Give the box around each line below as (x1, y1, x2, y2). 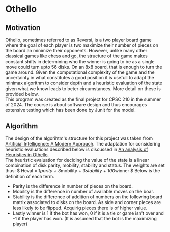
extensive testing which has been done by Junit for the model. (5, 107, 136, 113)
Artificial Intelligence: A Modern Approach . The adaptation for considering (5, 140, 161, 147)
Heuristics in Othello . (5, 151, 49, 158)
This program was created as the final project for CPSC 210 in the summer (5, 96, 161, 102)
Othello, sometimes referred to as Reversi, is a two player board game (5, 37, 152, 43)
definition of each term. (5, 173, 54, 179)
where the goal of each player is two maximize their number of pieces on (5, 42, 159, 48)
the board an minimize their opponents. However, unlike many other (5, 48, 148, 53)
